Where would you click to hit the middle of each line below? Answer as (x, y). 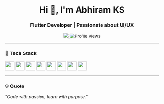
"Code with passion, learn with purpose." (46, 97)
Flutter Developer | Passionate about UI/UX (82, 25)
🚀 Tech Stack (21, 53)
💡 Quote (15, 86)
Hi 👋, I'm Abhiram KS (82, 10)
